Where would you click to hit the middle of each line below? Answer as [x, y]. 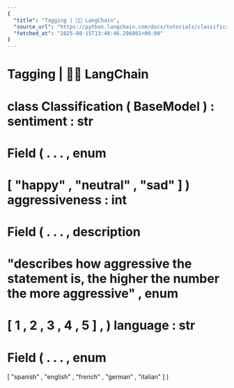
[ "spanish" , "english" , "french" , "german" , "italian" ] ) [88, 377]
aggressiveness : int [67, 200]
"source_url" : [34, 27]
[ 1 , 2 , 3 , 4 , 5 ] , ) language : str [101, 325]
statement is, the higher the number [114, 279]
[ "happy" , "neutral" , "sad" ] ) [99, 185]
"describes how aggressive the [100, 264]
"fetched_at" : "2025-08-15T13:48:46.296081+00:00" [88, 33]
